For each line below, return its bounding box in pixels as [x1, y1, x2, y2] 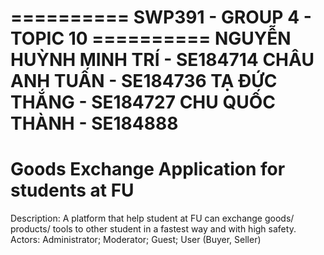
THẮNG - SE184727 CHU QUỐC [10, 91, 276, 114]
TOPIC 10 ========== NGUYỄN [10, 27, 292, 50]
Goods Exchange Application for [10, 158, 286, 181]
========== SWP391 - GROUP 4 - [10, 6, 312, 29]
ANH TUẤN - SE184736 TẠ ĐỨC [10, 70, 278, 93]
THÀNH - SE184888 [10, 112, 179, 135]
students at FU [10, 179, 135, 202]
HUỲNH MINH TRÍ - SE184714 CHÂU [10, 49, 315, 71]
